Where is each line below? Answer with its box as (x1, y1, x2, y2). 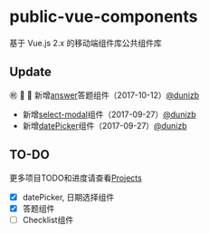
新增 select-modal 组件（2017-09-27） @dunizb (22, 109, 196, 120)
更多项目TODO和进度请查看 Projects (9, 172, 142, 183)
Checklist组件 (22, 214, 74, 225)
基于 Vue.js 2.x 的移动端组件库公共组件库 (9, 37, 162, 48)
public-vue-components (9, 6, 198, 27)
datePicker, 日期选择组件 (22, 191, 115, 202)
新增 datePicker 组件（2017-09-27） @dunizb (22, 120, 187, 131)
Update (9, 64, 52, 80)
